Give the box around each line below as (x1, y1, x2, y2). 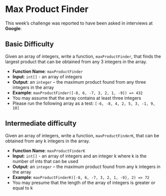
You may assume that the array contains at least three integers (12, 95, 141, 101)
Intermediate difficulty (5, 119, 77, 128)
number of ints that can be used (12, 158, 79, 164)
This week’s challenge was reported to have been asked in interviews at (5, 20, 153, 26)
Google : (5, 25, 22, 31)
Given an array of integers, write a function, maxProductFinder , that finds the (5, 53, 161, 59)
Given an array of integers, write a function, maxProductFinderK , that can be (5, 132, 160, 138)
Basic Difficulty (5, 40, 54, 49)
